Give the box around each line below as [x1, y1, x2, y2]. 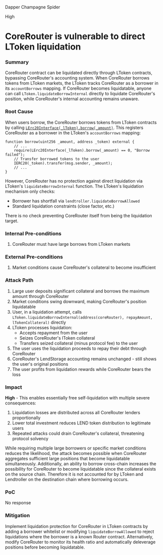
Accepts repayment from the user [19, 330, 88, 336]
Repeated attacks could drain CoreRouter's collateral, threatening [12, 430, 144, 436]
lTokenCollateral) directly [12, 319, 66, 325]
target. [5, 218, 19, 224]
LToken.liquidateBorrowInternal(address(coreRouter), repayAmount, [12, 315, 153, 320]
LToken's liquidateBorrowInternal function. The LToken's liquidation [5, 183, 144, 189]
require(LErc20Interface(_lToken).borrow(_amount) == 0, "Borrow [14, 148, 150, 153]
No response [5, 500, 31, 506]
